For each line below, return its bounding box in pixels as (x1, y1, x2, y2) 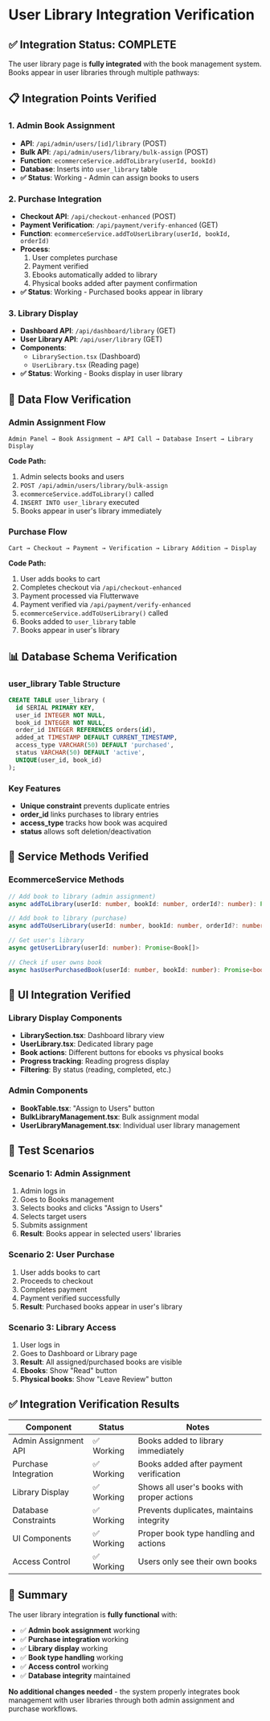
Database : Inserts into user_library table (19, 163, 158, 174)
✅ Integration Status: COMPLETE (8, 38, 177, 52)
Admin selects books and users (19, 471, 125, 481)
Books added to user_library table (19, 617, 137, 627)
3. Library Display (8, 308, 79, 319)
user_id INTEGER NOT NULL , (15, 711, 106, 719)
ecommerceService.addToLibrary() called (19, 489, 154, 499)
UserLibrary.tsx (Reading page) (31, 360, 140, 370)
